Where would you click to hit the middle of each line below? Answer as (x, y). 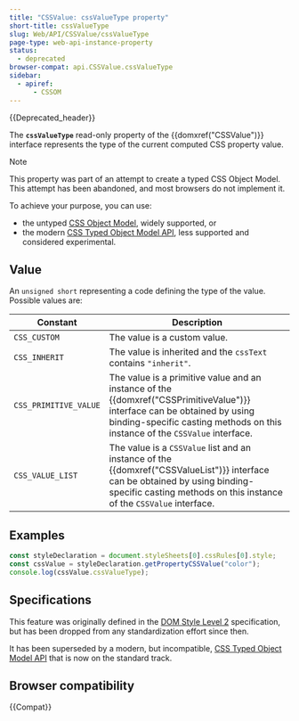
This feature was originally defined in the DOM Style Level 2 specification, (145, 621)
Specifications (50, 600)
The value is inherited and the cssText (188, 352)
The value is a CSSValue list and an (180, 448)
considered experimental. (69, 242)
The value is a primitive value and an (185, 378)
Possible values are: (46, 300)
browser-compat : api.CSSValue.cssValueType (91, 68)
